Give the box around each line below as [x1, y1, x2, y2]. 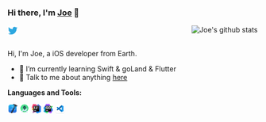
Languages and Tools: [7, 88, 83, 97]
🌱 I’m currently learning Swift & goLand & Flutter [18, 64, 176, 74]
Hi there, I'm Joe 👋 [7, 7, 80, 18]
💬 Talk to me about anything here [18, 73, 128, 82]
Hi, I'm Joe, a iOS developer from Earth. [7, 49, 137, 59]
